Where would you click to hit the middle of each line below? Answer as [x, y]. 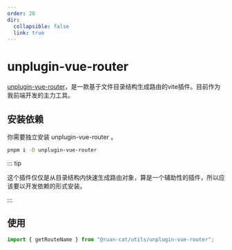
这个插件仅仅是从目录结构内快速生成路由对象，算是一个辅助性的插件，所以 [113, 177]
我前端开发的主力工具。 [40, 95]
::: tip [14, 163]
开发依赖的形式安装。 [56, 186]
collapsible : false [41, 26]
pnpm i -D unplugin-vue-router [52, 150]
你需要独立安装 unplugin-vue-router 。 [62, 137]
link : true [29, 33]
